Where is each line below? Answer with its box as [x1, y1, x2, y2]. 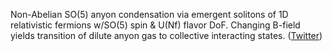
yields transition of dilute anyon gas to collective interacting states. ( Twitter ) [10, 30, 323, 41]
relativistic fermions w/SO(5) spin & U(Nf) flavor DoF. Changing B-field [10, 19, 301, 31]
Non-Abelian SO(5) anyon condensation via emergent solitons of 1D [10, 9, 289, 20]
